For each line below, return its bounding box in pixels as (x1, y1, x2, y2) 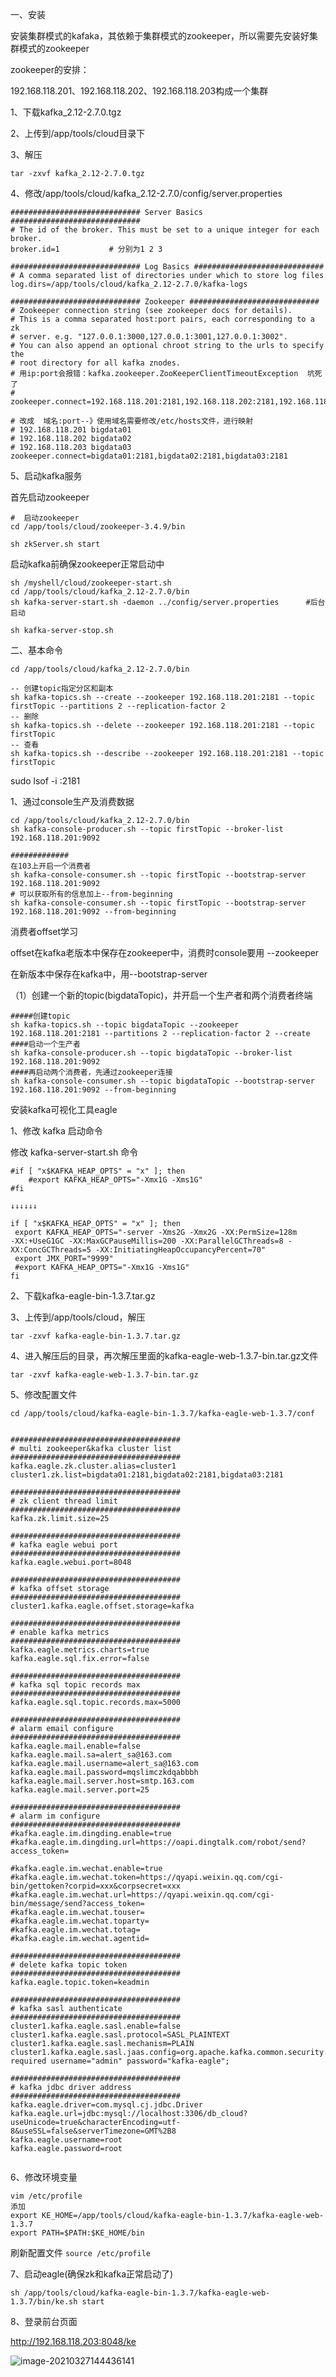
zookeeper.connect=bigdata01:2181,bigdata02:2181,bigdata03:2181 (10, 451, 288, 461)
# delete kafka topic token (10, 1960, 128, 1970)
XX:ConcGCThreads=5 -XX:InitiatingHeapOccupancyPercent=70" (10, 1245, 267, 1255)
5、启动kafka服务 (10, 470, 83, 482)
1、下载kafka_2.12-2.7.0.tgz (10, 106, 122, 118)
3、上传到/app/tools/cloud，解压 (10, 1311, 146, 1323)
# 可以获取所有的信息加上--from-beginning (10, 889, 173, 899)
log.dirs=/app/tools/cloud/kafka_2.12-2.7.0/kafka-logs (10, 279, 248, 289)
